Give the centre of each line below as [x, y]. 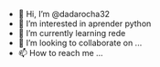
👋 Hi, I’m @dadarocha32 [64, 14]
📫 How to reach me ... [60, 53]
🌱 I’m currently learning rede [72, 33]
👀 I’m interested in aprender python [85, 24]
